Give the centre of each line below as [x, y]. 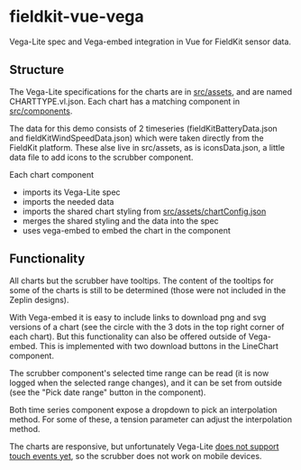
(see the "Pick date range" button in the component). [108, 392]
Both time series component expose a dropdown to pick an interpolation [143, 410]
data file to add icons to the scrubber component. [101, 157]
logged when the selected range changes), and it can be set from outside [146, 382]
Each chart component [52, 174]
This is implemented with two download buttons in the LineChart [159, 346]
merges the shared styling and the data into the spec [120, 221]
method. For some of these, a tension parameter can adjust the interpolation [151, 419]
